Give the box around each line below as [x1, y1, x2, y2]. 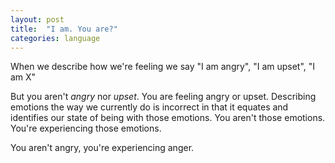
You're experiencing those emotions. [10, 122, 162, 135]
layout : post [10, 14, 65, 25]
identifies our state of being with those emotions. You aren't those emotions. [10, 112, 326, 124]
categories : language [10, 33, 101, 43]
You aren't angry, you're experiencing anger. [10, 142, 195, 154]
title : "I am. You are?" [10, 24, 118, 34]
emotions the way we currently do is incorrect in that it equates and [10, 101, 289, 113]
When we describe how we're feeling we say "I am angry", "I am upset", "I [10, 61, 316, 73]
